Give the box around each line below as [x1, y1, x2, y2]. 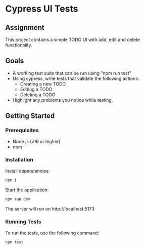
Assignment [5, 23, 44, 32]
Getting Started [5, 112, 55, 120]
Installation [5, 156, 34, 163]
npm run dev [5, 196, 30, 201]
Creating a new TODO [20, 80, 66, 87]
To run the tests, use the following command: [5, 230, 100, 236]
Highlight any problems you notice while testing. [12, 97, 113, 103]
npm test [5, 239, 24, 244]
